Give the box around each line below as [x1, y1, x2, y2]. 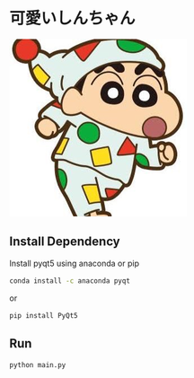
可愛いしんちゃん [9, 8, 137, 29]
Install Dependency [9, 234, 121, 250]
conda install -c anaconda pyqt [9, 276, 130, 286]
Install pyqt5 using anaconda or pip [9, 258, 139, 268]
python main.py [9, 361, 66, 370]
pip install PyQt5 [9, 311, 78, 320]
